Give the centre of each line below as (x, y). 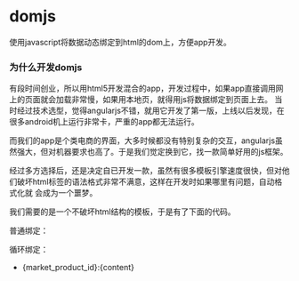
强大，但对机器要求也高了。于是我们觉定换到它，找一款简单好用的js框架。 (152, 152)
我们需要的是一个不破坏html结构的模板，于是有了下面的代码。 (122, 212)
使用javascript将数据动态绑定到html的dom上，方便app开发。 (120, 42)
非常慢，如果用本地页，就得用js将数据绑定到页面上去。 (172, 100)
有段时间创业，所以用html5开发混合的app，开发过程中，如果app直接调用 (142, 88)
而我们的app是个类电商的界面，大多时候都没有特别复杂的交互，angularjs (142, 140)
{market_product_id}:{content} (78, 268)
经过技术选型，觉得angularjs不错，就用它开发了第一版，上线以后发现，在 (150, 111)
